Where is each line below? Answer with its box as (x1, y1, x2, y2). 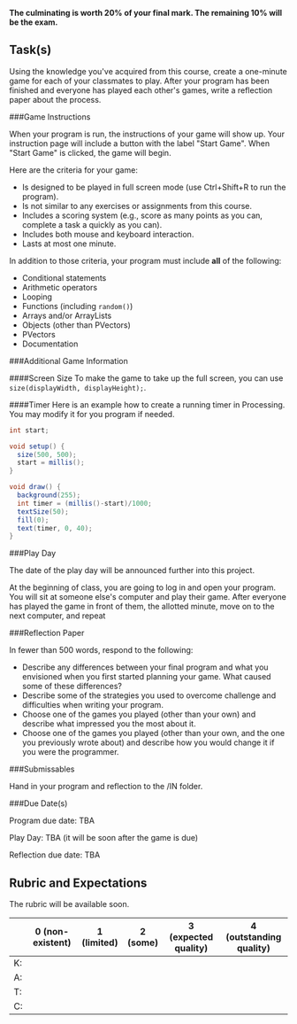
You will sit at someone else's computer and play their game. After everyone (9, 592, 287, 602)
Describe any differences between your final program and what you (21, 662, 269, 672)
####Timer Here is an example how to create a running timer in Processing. (9, 399, 286, 410)
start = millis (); (17, 458, 86, 468)
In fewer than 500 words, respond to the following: (9, 645, 194, 656)
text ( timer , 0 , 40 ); (17, 524, 93, 532)
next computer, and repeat (9, 610, 106, 621)
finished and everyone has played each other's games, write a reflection (9, 84, 273, 96)
